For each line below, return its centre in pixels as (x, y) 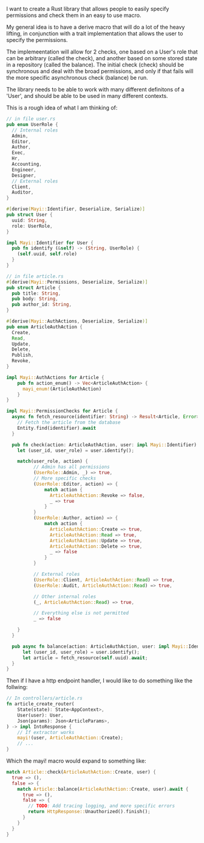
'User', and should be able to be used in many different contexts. (87, 96)
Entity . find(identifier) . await (57, 428)
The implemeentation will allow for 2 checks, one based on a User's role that (102, 52)
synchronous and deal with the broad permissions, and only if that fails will (100, 71)
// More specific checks (65, 478)
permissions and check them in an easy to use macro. (74, 15)
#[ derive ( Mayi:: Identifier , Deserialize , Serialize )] (76, 209)
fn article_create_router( (40, 704)
